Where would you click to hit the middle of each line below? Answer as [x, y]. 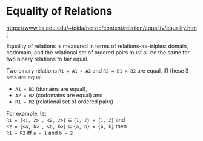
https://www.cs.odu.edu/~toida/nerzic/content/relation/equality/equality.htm [101, 28]
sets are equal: [25, 77]
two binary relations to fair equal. [48, 59]
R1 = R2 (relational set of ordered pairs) [64, 102]
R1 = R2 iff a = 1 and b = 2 [40, 133]
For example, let [26, 113]
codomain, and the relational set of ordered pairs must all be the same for [98, 52]
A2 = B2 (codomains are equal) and [59, 95]
